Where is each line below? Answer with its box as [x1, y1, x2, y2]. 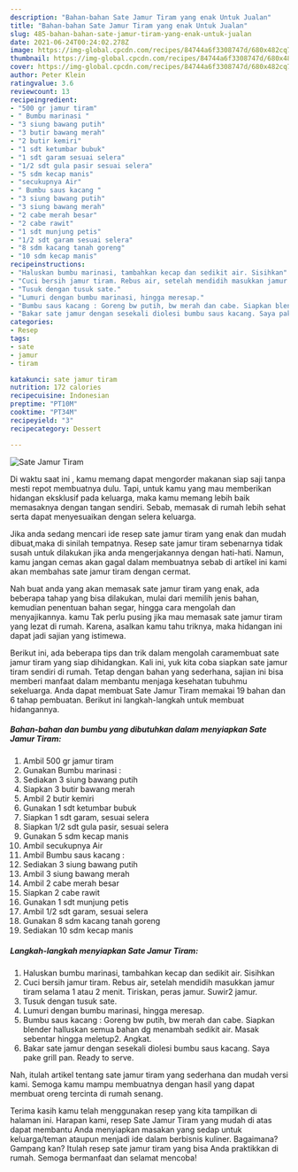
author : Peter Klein [10, 71, 87, 80]
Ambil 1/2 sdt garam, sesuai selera [22, 906, 149, 917]
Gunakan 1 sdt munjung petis [22, 896, 129, 908]
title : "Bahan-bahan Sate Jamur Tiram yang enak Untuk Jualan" [10, 21, 248, 30]
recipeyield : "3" [10, 415, 74, 425]
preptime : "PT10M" [10, 400, 78, 408]
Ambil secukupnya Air [22, 841, 103, 851]
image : [10, 46, 34, 55]
